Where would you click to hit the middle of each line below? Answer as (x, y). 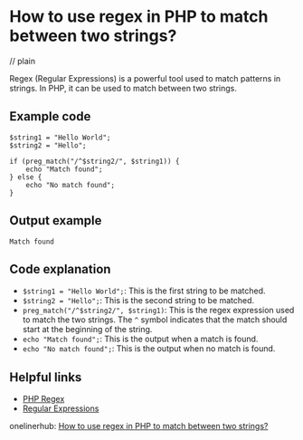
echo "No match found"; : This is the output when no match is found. (149, 349)
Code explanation (60, 269)
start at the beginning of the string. (87, 330)
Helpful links (46, 377)
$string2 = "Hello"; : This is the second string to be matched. (138, 301)
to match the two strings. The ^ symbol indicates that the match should (155, 320)
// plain (23, 61)
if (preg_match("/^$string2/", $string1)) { (95, 161)
